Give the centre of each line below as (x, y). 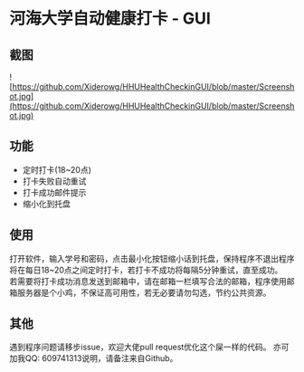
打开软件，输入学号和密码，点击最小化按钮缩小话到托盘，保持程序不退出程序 (152, 258)
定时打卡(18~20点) (57, 169)
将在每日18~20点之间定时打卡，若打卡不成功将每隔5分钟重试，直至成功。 (146, 270)
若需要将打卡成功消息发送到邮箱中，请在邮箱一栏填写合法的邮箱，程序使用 (148, 281)
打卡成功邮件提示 (54, 192)
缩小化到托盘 (46, 204)
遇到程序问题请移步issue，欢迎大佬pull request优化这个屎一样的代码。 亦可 (149, 347)
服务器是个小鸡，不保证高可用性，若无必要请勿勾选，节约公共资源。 (144, 292)
